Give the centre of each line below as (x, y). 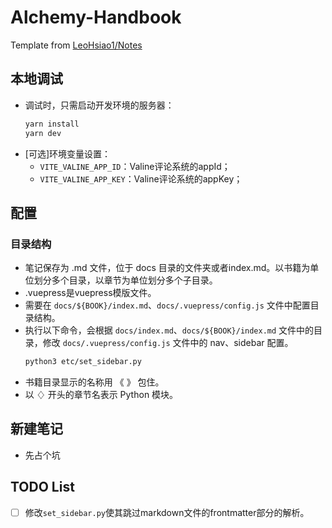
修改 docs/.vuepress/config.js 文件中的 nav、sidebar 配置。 (168, 343)
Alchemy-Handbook (96, 17)
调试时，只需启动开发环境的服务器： (99, 105)
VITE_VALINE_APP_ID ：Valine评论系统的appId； (135, 166)
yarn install (52, 124)
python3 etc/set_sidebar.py (83, 362)
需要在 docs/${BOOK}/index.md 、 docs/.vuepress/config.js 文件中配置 (167, 305)
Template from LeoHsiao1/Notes (76, 45)
